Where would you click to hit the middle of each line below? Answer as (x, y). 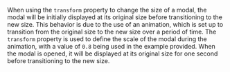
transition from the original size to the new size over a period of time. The (112, 32)
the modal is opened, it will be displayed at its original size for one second (113, 53)
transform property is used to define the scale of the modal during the (107, 39)
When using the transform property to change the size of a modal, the (107, 10)
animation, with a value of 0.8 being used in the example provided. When (112, 46)
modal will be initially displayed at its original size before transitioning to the (115, 17)
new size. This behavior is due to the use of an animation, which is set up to (115, 24)
